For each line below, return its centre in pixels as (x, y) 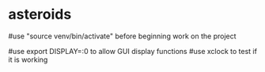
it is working (28, 59)
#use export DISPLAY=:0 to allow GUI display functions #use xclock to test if (132, 51)
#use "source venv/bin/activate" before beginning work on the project (122, 36)
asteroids (40, 14)
